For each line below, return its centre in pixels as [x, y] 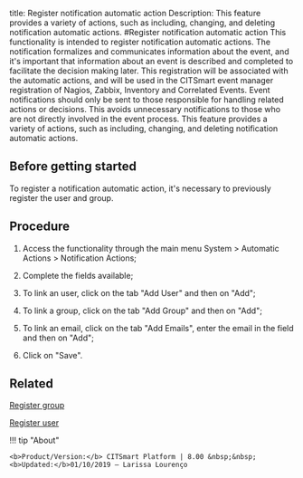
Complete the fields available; [78, 275]
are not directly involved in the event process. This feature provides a [139, 119]
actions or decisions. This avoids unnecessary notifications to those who [145, 109]
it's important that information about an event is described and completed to [151, 61]
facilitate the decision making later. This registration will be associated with [149, 71]
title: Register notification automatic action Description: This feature [135, 13]
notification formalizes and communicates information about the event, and [149, 52]
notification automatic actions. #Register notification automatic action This [148, 32]
